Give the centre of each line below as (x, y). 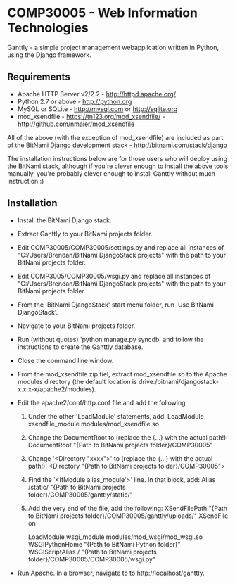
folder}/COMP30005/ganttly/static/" (81, 495)
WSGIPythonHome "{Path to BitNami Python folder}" (104, 544)
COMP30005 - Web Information (103, 13)
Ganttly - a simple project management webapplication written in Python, (113, 47)
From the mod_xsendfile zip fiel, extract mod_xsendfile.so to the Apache (122, 374)
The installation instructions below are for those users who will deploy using (117, 158)
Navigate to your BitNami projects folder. (76, 326)
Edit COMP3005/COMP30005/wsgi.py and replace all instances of (114, 276)
